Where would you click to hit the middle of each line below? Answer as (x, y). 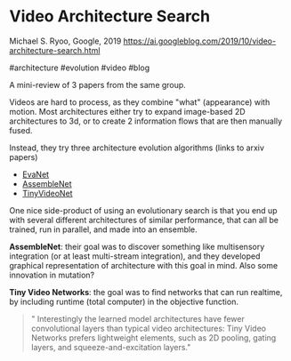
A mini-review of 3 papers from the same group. (98, 84)
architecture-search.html (55, 50)
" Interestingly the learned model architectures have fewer (137, 318)
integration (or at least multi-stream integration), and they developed (135, 256)
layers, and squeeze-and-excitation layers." (111, 347)
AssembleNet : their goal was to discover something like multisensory (137, 246)
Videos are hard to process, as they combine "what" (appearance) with (140, 102)
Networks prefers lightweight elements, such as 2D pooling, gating (154, 337)
